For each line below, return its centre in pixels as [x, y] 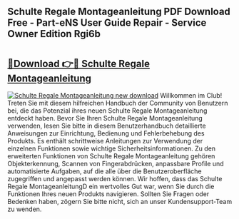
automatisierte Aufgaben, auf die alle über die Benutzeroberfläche [105, 171]
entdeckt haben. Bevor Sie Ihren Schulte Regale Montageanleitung [105, 118]
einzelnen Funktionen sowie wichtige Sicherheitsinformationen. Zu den [112, 148]
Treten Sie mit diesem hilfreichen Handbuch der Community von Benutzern [118, 103]
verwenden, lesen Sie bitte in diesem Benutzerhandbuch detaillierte [107, 126]
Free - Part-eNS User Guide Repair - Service [107, 23]
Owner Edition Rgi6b [54, 34]
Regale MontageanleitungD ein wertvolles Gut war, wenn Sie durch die [111, 186]
